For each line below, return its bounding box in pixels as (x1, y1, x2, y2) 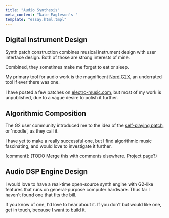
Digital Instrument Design (5, 35, 88, 44)
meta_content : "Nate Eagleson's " (5, 12, 78, 17)
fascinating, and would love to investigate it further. (5, 143, 112, 149)
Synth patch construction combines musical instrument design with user (5, 49, 156, 55)
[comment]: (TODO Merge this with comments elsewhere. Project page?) (5, 153, 157, 159)
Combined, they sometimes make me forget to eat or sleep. (5, 64, 129, 70)
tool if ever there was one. (5, 79, 60, 85)
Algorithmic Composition (5, 109, 87, 118)
